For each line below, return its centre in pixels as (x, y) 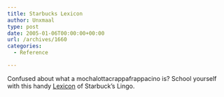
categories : (24, 46)
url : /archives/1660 (37, 40)
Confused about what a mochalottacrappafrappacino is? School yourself (112, 78)
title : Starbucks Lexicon (45, 14)
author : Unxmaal (31, 20)
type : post (23, 27)
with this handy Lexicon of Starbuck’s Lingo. (71, 86)
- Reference (31, 53)
